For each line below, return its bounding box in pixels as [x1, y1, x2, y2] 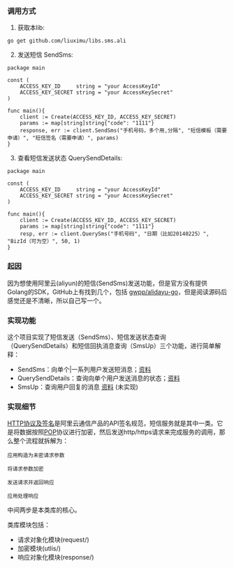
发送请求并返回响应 [7, 479, 54, 486]
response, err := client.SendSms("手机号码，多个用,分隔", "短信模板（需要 [20, 127, 227, 134]
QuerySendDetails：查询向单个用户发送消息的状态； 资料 [17, 373, 180, 382]
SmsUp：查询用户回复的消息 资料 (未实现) [17, 382, 138, 391]
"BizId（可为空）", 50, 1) [7, 238, 80, 245]
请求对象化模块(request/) [17, 536, 89, 544]
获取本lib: [17, 23, 45, 32]
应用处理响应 [7, 492, 39, 500]
